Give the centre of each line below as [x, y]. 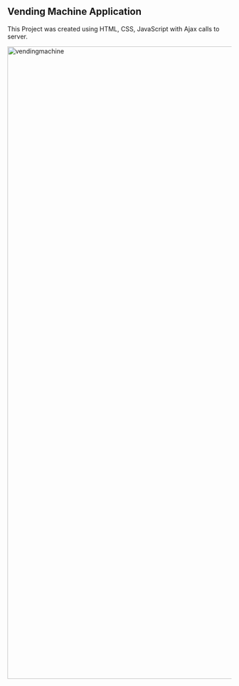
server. [18, 36]
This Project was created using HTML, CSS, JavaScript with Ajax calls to [113, 28]
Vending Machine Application [75, 12]
